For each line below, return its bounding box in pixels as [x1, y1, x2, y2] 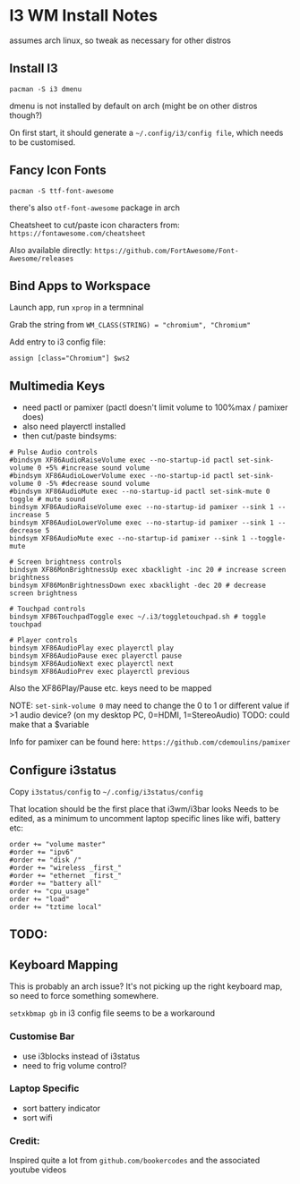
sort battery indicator [21, 1103, 101, 1113]
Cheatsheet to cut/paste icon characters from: [9, 219, 181, 230]
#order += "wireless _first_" [9, 864, 123, 873]
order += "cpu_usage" [9, 887, 90, 896]
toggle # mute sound [9, 495, 87, 504]
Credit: [9, 1134, 40, 1146]
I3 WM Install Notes [9, 5, 159, 26]
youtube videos [9, 1164, 67, 1175]
